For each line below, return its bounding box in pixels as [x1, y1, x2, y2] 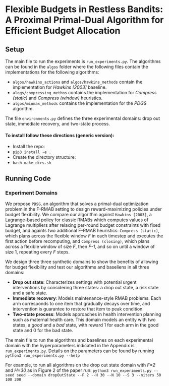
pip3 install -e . [12, 150, 51, 155]
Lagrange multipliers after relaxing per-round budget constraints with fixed [5, 222, 160, 228]
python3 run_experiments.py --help [5, 353, 80, 358]
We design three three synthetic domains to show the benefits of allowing [5, 259, 158, 265]
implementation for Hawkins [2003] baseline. [12, 84, 107, 90]
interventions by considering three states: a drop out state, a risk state [12, 284, 159, 290]
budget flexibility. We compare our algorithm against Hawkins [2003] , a [5, 211, 152, 217]
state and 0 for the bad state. [12, 327, 73, 333]
